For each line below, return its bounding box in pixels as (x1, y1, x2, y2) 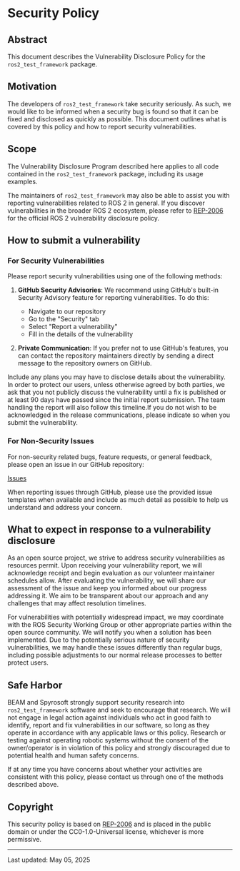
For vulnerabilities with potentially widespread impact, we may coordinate (7, 613, 224, 622)
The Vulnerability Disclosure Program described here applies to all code (7, 162, 219, 171)
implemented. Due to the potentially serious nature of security (7, 635, 190, 644)
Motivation (7, 81, 57, 93)
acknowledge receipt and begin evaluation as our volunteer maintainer (7, 569, 215, 578)
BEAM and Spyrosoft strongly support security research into (7, 698, 185, 707)
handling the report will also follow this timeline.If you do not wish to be (7, 403, 217, 412)
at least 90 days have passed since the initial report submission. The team (7, 396, 226, 404)
